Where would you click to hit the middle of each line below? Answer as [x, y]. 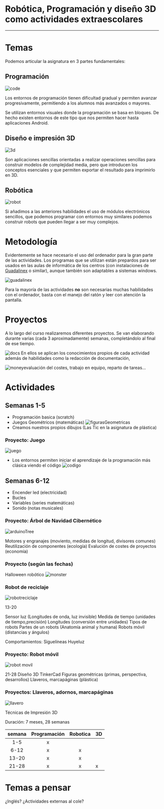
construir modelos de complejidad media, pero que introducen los [71, 165]
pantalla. [14, 300]
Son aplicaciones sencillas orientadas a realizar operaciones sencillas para [80, 159]
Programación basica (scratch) [43, 417]
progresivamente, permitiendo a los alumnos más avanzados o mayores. [78, 103]
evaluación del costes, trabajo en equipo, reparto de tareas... [85, 368]
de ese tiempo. [20, 344]
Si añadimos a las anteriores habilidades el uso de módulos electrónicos [78, 211]
